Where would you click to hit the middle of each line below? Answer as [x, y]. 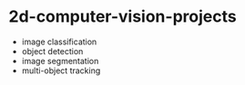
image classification [59, 42]
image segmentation [60, 61]
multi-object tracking [61, 71]
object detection [52, 51]
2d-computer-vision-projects [123, 17]
